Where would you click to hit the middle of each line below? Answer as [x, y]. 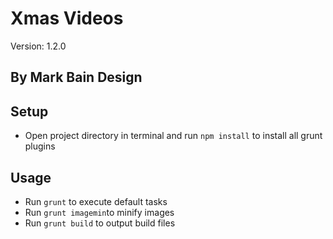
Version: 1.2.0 [38, 46]
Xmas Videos [67, 18]
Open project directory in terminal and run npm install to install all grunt [173, 136]
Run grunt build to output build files [100, 223]
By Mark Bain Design [76, 77]
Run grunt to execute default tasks [96, 201]
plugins [40, 146]
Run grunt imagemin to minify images [99, 212]
